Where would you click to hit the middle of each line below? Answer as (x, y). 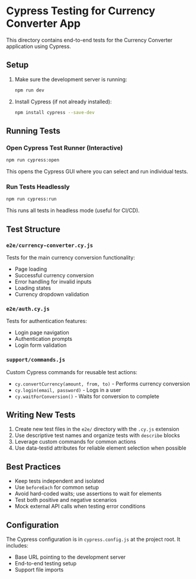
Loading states (33, 288)
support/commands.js (36, 360)
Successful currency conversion (54, 275)
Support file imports (39, 569)
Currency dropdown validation (52, 294)
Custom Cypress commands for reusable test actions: (72, 372)
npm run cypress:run (32, 199)
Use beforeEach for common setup (57, 488)
